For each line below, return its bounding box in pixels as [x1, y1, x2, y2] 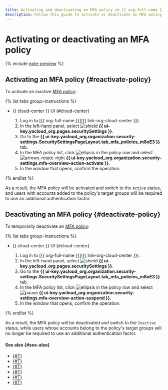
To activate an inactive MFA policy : [5, 89, 77, 95]
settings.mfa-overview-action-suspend [19, 295, 105, 301]
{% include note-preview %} [5, 61, 64, 67]
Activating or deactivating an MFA [5, 34, 149, 45]
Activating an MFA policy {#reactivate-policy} [5, 75, 151, 84]
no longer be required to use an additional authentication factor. [5, 330, 136, 336]
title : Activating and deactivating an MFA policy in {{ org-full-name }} [5, 7, 164, 13]
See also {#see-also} [5, 341, 50, 348]
